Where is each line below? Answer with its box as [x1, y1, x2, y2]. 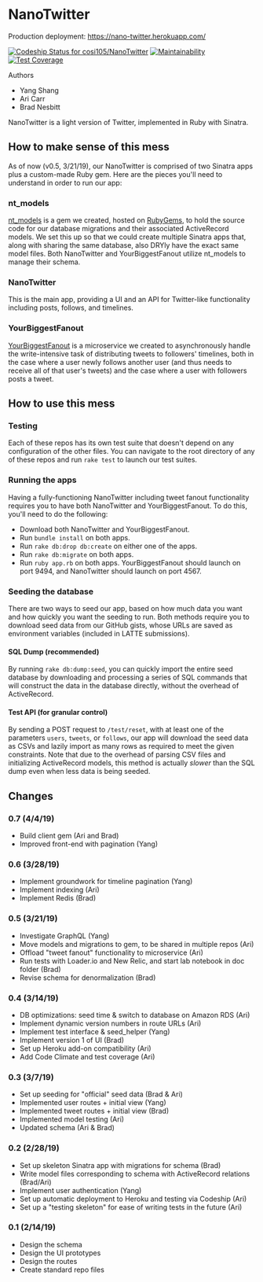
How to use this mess [8, 397, 115, 411]
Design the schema [19, 1240, 82, 1249]
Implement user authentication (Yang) [19, 1185, 142, 1195]
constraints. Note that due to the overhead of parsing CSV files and [8, 750, 226, 760]
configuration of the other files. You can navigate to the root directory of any [8, 447, 255, 456]
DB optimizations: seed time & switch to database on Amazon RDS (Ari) [19, 1010, 250, 1019]
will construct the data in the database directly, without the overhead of [8, 681, 239, 691]
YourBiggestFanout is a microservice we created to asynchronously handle [8, 341, 251, 350]
